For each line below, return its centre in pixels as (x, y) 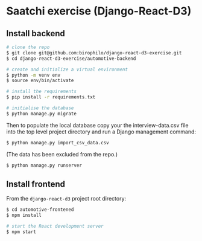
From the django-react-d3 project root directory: (66, 199)
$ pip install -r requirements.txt (51, 97)
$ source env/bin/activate (40, 81)
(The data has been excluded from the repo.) (62, 154)
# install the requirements (42, 92)
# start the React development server (55, 227)
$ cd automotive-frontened (40, 210)
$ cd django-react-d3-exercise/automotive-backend (71, 59)
